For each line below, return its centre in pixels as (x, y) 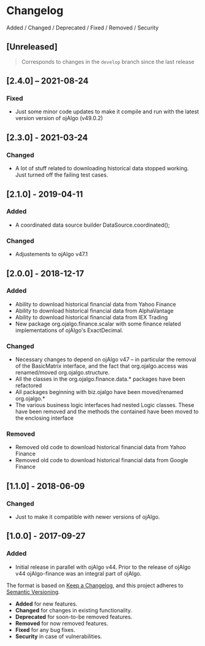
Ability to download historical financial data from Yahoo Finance (95, 304)
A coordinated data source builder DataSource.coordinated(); (92, 225)
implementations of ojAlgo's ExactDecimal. (69, 330)
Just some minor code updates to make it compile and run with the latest (107, 112)
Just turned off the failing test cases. (61, 175)
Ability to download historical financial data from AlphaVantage (95, 311)
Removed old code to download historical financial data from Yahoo (100, 447)
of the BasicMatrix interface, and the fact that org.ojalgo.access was (101, 366)
